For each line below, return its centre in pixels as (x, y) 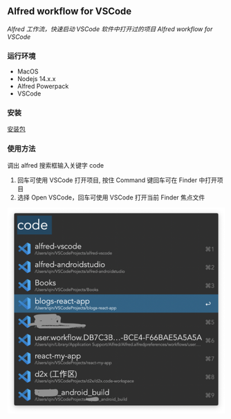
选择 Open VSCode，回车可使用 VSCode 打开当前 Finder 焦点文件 (111, 197)
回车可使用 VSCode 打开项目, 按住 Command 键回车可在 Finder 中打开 (117, 180)
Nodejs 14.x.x (36, 79)
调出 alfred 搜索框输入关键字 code (56, 165)
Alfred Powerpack (43, 87)
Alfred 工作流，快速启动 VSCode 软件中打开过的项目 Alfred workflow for (110, 29)
